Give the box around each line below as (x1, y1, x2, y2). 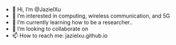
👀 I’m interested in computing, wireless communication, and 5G (12, 12, 171, 19)
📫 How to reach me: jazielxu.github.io (12, 32, 108, 39)
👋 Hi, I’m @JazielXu (12, 6, 61, 13)
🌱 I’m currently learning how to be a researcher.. (12, 19, 133, 26)
